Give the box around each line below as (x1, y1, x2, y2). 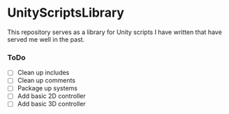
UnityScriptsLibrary (7, 5, 124, 21)
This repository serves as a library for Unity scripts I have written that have (7, 28, 222, 36)
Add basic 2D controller (17, 92, 86, 100)
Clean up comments (17, 76, 75, 85)
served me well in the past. (7, 35, 85, 43)
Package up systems (17, 84, 78, 92)
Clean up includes (17, 68, 70, 77)
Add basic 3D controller (17, 99, 86, 108)
